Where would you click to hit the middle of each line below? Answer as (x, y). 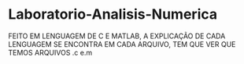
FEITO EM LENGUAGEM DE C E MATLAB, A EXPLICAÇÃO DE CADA (117, 36)
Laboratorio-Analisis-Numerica (113, 14)
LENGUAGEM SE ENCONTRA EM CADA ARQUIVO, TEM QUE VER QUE (122, 44)
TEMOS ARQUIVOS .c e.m (50, 52)
